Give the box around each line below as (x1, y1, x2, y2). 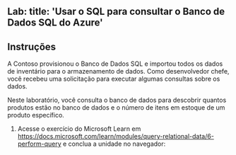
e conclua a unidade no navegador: (62, 139, 166, 148)
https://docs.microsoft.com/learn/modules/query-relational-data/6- (17, 132, 214, 141)
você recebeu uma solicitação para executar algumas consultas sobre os (7, 74, 220, 84)
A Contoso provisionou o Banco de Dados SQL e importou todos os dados (7, 59, 223, 68)
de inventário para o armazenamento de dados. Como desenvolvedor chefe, (7, 67, 230, 76)
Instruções (7, 40, 57, 52)
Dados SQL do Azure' (7, 17, 104, 29)
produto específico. (7, 111, 65, 120)
